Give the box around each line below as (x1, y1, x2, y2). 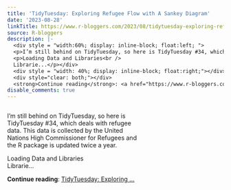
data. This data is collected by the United (7, 127, 124, 135)
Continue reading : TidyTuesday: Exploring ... (7, 175, 135, 183)
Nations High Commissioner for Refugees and (7, 134, 137, 142)
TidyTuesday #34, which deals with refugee (7, 119, 132, 127)
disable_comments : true (7, 87, 76, 94)
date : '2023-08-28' (7, 17, 63, 23)
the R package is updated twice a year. (7, 141, 118, 149)
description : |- (7, 36, 54, 43)
